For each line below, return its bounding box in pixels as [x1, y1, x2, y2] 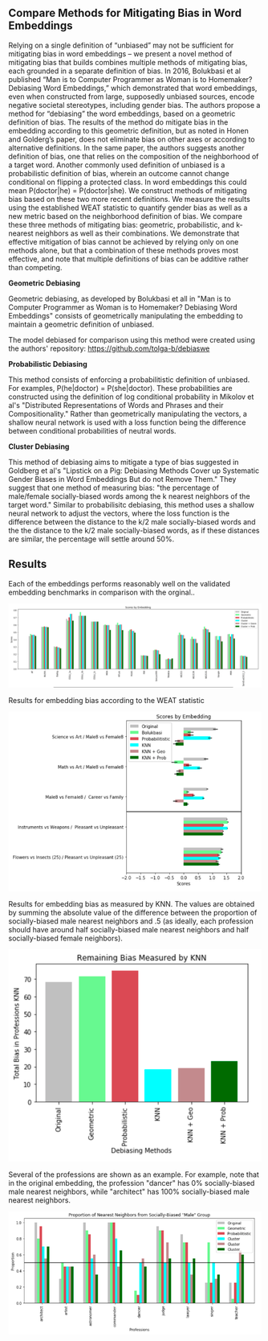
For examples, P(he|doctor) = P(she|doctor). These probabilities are [8, 383, 233, 393]
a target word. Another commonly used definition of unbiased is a [8, 160, 225, 170]
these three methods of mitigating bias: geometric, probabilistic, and [8, 220, 235, 229]
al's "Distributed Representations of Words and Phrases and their [8, 400, 224, 409]
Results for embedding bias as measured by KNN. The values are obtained [8, 899, 255, 908]
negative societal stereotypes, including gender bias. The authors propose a [8, 100, 261, 109]
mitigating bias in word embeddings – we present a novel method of [8, 48, 233, 59]
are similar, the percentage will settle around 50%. [8, 534, 175, 544]
